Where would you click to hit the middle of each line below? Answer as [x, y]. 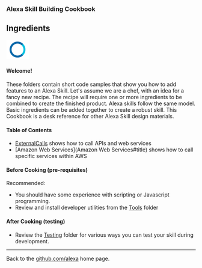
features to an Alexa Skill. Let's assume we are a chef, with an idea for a [95, 90]
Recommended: [26, 183]
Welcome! [19, 71]
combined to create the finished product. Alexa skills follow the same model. [101, 103]
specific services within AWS [51, 156]
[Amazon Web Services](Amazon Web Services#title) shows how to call [104, 150]
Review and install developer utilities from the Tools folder [87, 208]
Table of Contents [29, 130]
